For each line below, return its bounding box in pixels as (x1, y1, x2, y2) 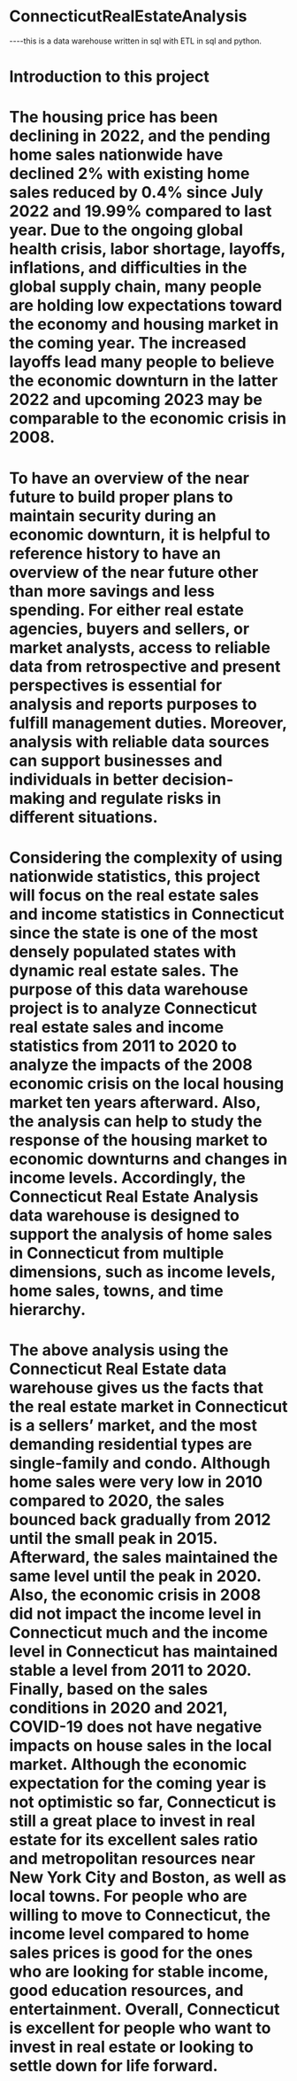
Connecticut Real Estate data (9, 1359, 227, 1379)
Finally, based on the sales (9, 1679, 209, 1699)
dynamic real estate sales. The (9, 960, 239, 980)
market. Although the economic (9, 1754, 247, 1774)
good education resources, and (9, 1980, 244, 2000)
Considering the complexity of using (9, 847, 283, 868)
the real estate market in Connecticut (9, 1396, 288, 1416)
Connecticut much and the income (9, 1622, 268, 1642)
